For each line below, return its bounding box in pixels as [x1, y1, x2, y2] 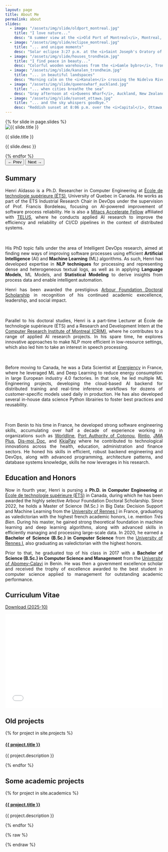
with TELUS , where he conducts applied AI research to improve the [5, 214, 163, 220]
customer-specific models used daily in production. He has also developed [5, 391, 163, 397]
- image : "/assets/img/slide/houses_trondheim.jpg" [9, 54, 120, 59]
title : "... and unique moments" [14, 45, 84, 50]
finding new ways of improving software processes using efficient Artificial [5, 250, 163, 256]
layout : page [5, 7, 32, 13]
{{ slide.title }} [5, 134, 34, 140]
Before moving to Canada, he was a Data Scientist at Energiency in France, [5, 364, 163, 370]
